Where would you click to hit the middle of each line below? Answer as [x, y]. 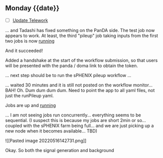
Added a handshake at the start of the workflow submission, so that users [81, 60]
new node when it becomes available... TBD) [51, 131]
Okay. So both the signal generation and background [60, 150]
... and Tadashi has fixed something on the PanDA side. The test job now [80, 30]
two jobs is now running [30, 41]
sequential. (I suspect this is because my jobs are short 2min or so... [76, 120]
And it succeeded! [24, 50]
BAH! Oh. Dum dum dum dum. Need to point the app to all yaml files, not [80, 90]
